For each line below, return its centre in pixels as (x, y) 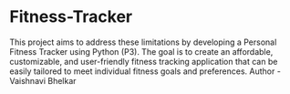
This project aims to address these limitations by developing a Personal (143, 42)
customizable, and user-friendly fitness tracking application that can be (144, 61)
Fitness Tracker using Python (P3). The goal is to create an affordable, (141, 51)
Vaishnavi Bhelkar (43, 80)
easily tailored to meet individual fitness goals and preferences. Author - (145, 71)
